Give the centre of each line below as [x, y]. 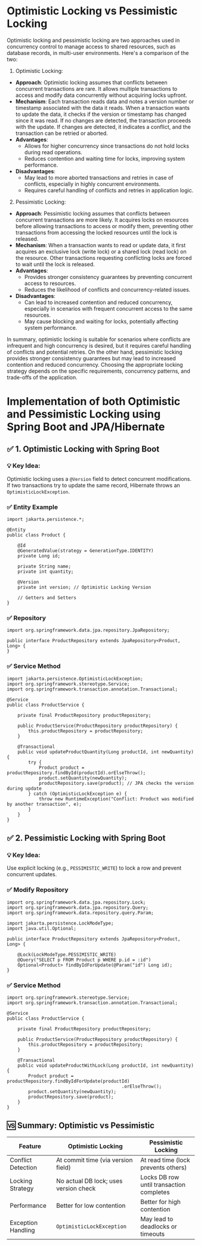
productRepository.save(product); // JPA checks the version [116, 783]
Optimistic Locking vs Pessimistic [92, 11]
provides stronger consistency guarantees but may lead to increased [92, 358]
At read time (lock [165, 1160]
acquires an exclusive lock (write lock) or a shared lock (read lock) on [101, 251]
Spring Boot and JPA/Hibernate [86, 427]
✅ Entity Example [33, 507]
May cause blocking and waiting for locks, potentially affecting [101, 321]
